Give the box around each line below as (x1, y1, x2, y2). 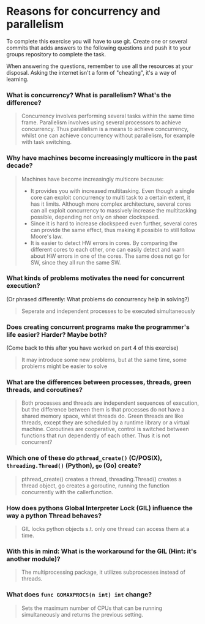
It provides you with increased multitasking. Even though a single (30, 187, 195, 194)
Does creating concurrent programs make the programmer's (6, 323, 190, 331)
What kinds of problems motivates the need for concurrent (6, 274, 185, 282)
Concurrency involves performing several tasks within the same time (21, 112, 195, 120)
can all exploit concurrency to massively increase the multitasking (30, 206, 197, 214)
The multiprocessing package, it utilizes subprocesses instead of (21, 568, 185, 576)
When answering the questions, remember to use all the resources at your (6, 62, 193, 70)
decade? (6, 161, 33, 170)
